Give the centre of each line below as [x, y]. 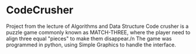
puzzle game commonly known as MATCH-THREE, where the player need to [98, 32]
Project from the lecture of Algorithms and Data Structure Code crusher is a [97, 26]
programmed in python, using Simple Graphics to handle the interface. [91, 45]
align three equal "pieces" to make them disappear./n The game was [89, 38]
